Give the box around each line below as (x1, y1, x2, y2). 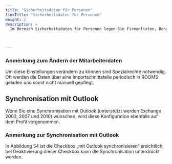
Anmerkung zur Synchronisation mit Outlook (5, 131, 119, 138)
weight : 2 (5, 17, 27, 22)
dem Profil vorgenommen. (5, 119, 60, 125)
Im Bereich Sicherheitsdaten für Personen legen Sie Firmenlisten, (10, 27, 157, 32)
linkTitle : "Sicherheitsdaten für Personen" (5, 12, 102, 17)
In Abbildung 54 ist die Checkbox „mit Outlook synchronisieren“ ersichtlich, (5, 143, 164, 149)
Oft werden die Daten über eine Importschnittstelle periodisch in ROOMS (5, 74, 159, 80)
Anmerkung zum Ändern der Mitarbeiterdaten (5, 57, 122, 64)
